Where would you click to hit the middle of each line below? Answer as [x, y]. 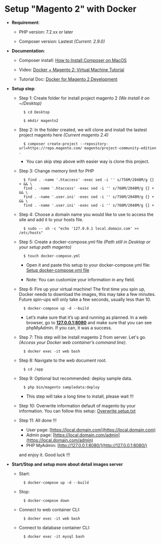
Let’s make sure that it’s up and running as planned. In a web [87, 317]
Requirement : [26, 22]
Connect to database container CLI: [54, 527]
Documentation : [28, 51]
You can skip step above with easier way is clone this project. [88, 161]
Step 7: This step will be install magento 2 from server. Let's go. [82, 337]
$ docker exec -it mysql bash [54, 536]
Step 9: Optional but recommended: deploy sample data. [75, 378]
